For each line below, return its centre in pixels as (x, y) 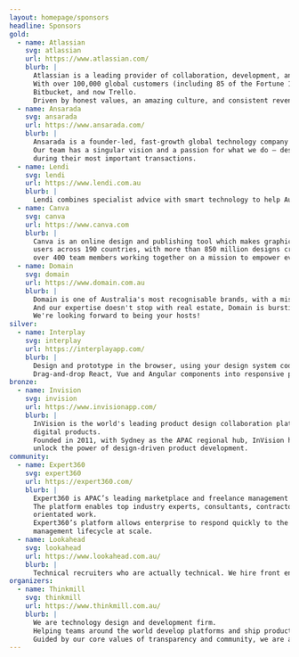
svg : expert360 (53, 473)
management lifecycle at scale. (93, 531)
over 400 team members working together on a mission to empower (156, 258)
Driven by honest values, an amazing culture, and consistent (150, 100)
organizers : (31, 581)
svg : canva (45, 216)
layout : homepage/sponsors (59, 17)
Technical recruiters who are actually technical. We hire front (156, 573)
